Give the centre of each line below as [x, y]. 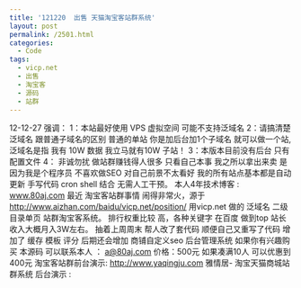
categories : [31, 43]
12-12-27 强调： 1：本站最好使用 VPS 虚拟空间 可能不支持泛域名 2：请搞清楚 [150, 128]
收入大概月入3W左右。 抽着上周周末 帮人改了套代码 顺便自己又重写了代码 [145, 229]
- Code [30, 51]
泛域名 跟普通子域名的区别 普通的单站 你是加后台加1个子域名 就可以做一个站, [150, 139]
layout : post [34, 26]
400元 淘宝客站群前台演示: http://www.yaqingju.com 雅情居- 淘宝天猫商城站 [150, 263]
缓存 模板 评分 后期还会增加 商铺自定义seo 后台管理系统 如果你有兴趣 [155, 240]
